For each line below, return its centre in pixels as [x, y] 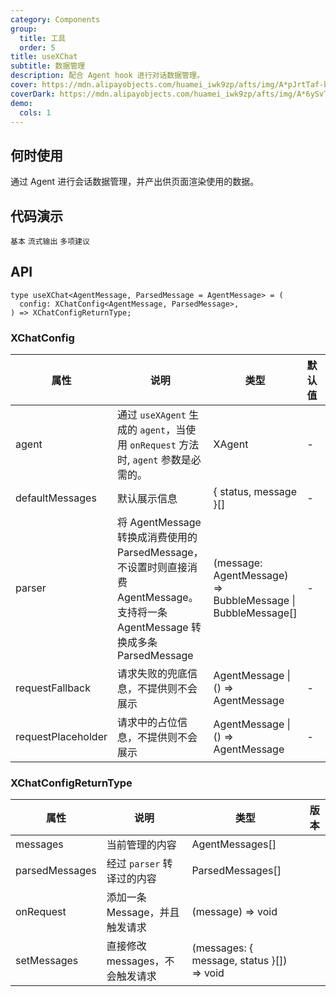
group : [24, 29]
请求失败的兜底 [152, 674]
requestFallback [53, 688]
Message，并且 [143, 913]
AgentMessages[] [234, 844]
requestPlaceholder [61, 737]
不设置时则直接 [152, 568]
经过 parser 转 [139, 864]
